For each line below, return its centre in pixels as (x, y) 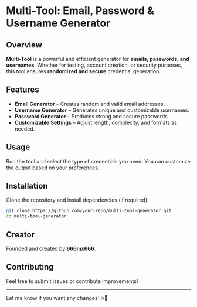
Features (23, 90)
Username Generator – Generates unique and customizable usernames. (102, 110)
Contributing (30, 267)
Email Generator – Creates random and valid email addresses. (90, 104)
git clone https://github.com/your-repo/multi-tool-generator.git (89, 211)
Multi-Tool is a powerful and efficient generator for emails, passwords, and (98, 59)
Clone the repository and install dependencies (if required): (77, 200)
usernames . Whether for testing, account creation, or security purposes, (94, 65)
